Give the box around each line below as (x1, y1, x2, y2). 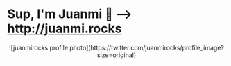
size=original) (96, 51, 137, 59)
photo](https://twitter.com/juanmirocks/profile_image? (69, 43, 224, 52)
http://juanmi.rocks (7, 21, 122, 36)
